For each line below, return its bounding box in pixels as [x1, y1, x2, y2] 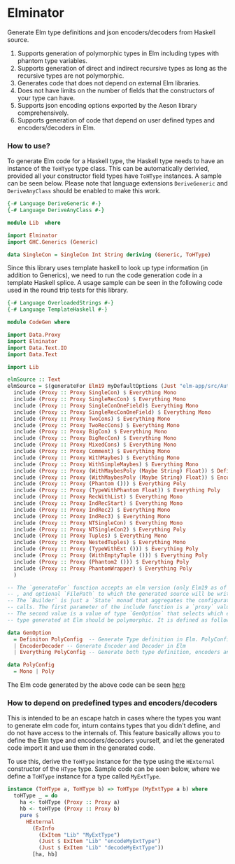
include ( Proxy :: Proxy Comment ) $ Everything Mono [13, 448, 171, 455]
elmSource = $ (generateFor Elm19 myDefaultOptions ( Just [7, 383, 177, 390]
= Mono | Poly [13, 668, 55, 675]
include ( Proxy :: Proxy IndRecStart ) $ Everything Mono [13, 500, 183, 507]
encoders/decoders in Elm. [17, 123, 96, 132]
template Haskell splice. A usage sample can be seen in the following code [7, 279, 222, 287]
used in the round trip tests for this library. [7, 286, 129, 295]
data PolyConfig [7, 662, 55, 669]
